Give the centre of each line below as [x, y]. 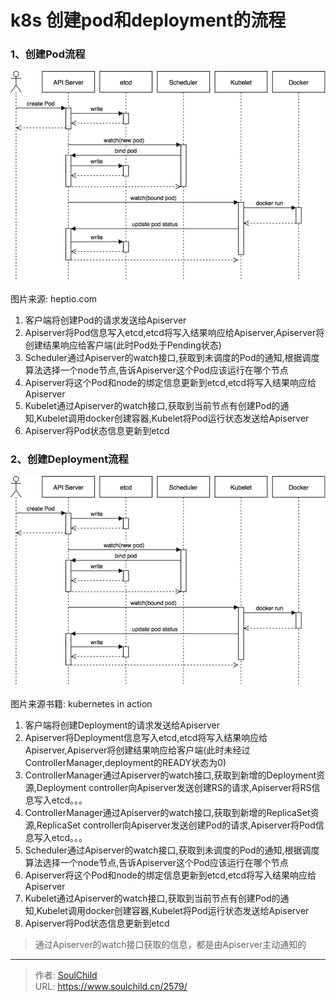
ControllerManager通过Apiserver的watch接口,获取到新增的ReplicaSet [167, 812]
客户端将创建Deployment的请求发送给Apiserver [122, 725]
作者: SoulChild [66, 975]
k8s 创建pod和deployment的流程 [148, 20]
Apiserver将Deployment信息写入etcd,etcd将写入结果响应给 [146, 737]
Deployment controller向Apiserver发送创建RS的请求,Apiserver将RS [174, 787]
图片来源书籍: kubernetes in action [81, 703]
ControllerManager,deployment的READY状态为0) [125, 762]
